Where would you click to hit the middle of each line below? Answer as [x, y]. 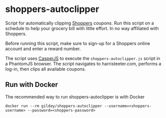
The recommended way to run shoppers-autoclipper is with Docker [75, 96]
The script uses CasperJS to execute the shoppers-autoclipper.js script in [83, 58]
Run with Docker [32, 85]
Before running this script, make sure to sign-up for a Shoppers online [78, 43]
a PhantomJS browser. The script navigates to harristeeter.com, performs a [83, 63]
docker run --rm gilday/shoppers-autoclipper [54, 106]
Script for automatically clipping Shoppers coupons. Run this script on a [80, 23]
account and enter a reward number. [43, 48]
